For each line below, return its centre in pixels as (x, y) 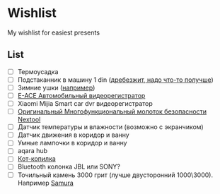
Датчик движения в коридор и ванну (73, 135)
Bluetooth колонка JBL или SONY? (69, 166)
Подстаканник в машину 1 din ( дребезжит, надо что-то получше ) (115, 80)
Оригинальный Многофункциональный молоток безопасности (112, 111)
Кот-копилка (37, 159)
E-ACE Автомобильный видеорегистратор (81, 95)
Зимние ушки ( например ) (56, 87)
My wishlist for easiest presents (54, 32)
